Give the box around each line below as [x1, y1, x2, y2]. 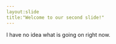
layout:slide [6, 8, 39, 15]
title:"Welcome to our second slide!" [6, 14, 104, 20]
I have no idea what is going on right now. [6, 31, 111, 38]
